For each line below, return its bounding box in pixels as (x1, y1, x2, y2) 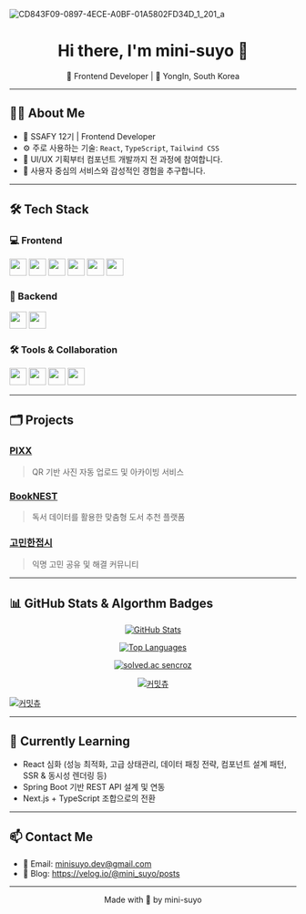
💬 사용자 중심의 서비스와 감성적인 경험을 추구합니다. (22, 165, 207, 176)
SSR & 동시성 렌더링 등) (22, 770, 107, 781)
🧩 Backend (9, 290, 57, 303)
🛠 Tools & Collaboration (9, 343, 118, 355)
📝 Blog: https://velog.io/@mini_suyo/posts (22, 868, 180, 878)
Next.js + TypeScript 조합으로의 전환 (22, 793, 157, 804)
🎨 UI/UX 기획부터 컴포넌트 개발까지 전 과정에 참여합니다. (22, 153, 223, 164)
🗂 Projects (9, 413, 75, 428)
